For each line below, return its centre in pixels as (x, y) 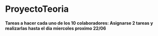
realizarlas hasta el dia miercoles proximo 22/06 (56, 28)
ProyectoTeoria (37, 9)
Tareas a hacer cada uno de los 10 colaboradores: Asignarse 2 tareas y (79, 23)
